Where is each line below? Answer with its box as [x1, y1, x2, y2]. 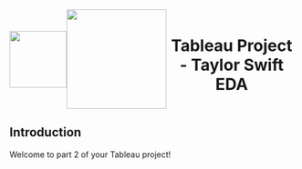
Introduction [9, 124, 82, 140]
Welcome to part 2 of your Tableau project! [9, 149, 172, 160]
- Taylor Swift [179, 55, 285, 75]
